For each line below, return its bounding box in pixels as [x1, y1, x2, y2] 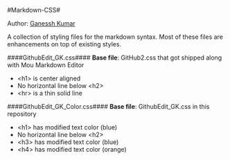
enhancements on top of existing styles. [7, 40, 122, 48]
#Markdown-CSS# [7, 6, 61, 14]
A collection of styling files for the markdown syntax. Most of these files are [7, 33, 224, 41]
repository [7, 110, 37, 118]
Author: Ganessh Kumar [7, 19, 76, 27]
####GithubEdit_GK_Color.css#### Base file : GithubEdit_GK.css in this [7, 103, 210, 110]
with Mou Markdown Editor [7, 61, 85, 69]
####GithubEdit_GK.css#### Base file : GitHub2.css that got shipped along [7, 53, 222, 62]
